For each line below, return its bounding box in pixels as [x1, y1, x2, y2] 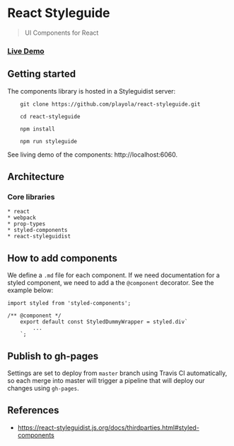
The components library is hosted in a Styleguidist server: [7, 87, 176, 95]
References [7, 404, 59, 416]
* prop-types [7, 221, 46, 228]
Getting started [7, 68, 76, 80]
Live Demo [7, 46, 45, 56]
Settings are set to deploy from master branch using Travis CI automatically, [7, 369, 228, 377]
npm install [20, 126, 55, 133]
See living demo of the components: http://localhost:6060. [7, 150, 178, 159]
